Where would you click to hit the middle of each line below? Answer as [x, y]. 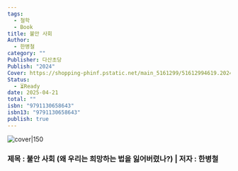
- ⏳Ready [27, 86]
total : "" [22, 100]
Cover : [17, 73]
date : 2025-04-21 [33, 93]
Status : [19, 79]
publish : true [28, 119]
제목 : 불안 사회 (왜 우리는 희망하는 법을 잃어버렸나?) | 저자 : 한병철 [113, 158]
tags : [15, 14]
